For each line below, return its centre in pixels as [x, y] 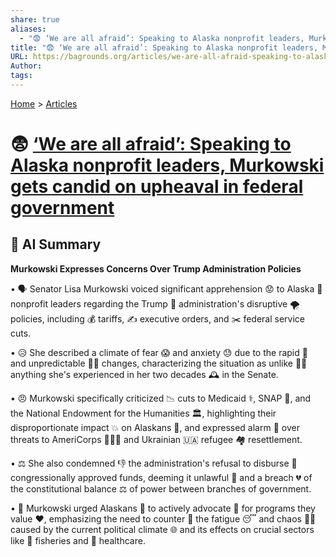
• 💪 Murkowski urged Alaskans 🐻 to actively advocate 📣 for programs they [163, 508]
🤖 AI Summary [56, 244]
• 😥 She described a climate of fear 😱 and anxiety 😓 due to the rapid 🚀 [159, 352]
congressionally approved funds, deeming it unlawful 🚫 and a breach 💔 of [161, 477]
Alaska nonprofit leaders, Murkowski [167, 165]
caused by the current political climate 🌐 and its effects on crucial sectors [162, 529]
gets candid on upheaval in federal [157, 187]
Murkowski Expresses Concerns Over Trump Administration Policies [156, 268]
